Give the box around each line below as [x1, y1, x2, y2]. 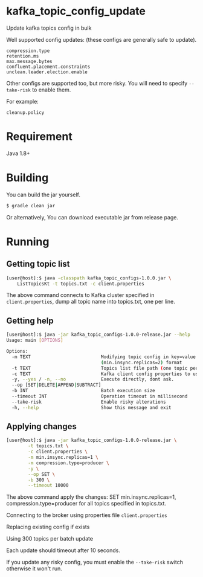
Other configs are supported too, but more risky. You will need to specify [6, 79, 188, 87]
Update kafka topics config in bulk [6, 24, 92, 32]
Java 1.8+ [6, 150, 30, 157]
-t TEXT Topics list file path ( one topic [11, 365, 188, 371]
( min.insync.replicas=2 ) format [100, 359, 182, 365]
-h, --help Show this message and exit [11, 404, 172, 410]
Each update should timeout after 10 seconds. [6, 547, 121, 554]
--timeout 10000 [28, 482, 69, 489]
